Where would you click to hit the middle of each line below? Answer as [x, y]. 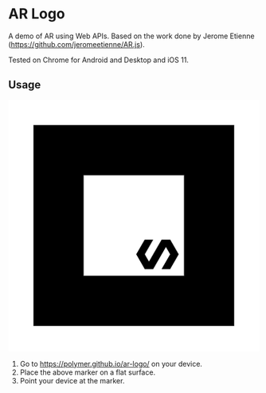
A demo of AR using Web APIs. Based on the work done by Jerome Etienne [131, 36]
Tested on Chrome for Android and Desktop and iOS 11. [99, 60]
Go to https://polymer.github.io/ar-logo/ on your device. [111, 364]
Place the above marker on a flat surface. [88, 372]
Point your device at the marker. [72, 380]
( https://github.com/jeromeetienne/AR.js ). [76, 44]
